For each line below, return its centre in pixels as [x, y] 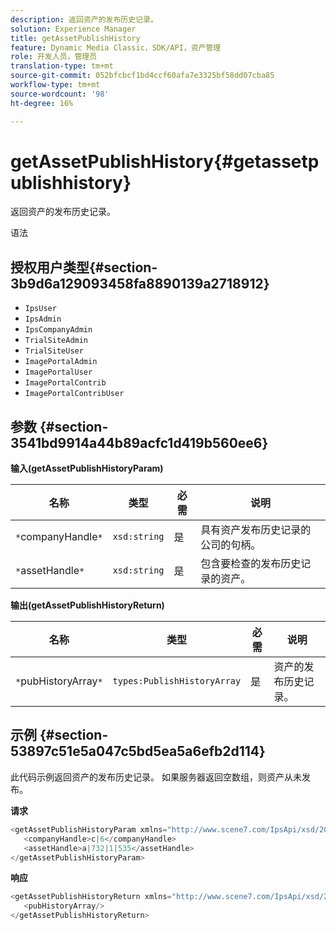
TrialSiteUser [54, 351]
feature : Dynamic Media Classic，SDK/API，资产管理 [116, 47]
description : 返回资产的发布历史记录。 [84, 19]
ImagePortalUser [58, 372]
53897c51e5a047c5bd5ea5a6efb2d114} [138, 751]
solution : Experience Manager [73, 29]
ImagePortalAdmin [61, 362]
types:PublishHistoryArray [177, 681]
